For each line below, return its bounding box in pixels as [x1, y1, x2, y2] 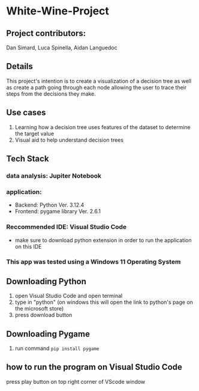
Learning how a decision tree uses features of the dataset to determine [14, 123, 191, 130]
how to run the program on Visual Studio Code [6, 362, 183, 372]
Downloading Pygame [6, 329, 90, 339]
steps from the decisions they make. [6, 90, 96, 97]
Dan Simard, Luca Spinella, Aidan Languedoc [6, 44, 118, 51]
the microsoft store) [14, 305, 64, 312]
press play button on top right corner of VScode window [6, 378, 146, 385]
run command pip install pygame [14, 345, 99, 352]
